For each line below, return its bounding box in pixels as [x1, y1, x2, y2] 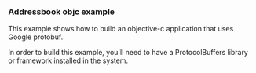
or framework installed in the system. [8, 56, 128, 65]
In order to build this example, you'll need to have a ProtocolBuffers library [8, 48, 249, 57]
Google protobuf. [8, 32, 64, 42]
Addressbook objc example [8, 6, 115, 17]
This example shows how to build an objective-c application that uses [8, 24, 234, 34]
